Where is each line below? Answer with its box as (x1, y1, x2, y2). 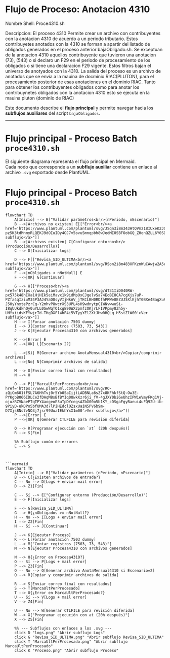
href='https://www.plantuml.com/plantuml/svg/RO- (5, 386, 112, 391)
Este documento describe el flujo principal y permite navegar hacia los (5, 105, 153, 111)
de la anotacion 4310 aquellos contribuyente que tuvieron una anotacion (5, 52, 156, 58)
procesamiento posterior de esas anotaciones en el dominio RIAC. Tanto (5, 79, 156, 85)
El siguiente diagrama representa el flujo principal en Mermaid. (5, 158, 136, 164)
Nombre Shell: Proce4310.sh (5, 20, 65, 26)
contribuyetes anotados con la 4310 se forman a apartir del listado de (5, 41, 150, 47)
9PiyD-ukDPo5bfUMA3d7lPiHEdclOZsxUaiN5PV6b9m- (5, 404, 105, 409)
